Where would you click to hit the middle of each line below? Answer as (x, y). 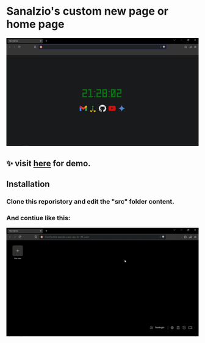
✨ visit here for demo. (49, 163)
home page (36, 24)
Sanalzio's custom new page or (88, 11)
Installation (28, 184)
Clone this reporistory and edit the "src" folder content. (91, 202)
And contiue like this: (38, 218)
